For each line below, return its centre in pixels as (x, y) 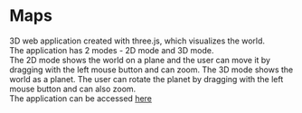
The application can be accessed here (80, 98)
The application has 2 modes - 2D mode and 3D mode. (112, 50)
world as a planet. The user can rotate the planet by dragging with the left (146, 79)
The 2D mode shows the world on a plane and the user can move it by (140, 60)
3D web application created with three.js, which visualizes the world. (137, 41)
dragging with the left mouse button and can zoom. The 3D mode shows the (151, 70)
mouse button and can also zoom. (73, 89)
